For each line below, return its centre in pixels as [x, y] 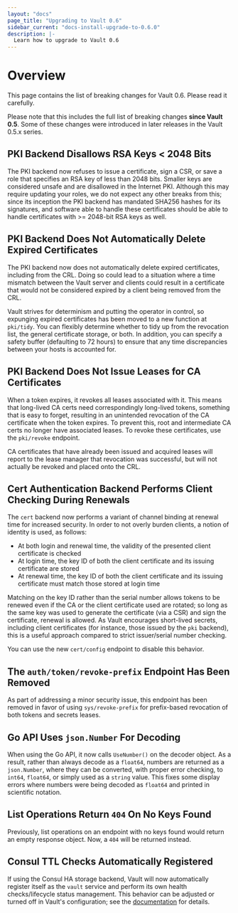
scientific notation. [34, 792]
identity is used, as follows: [47, 532]
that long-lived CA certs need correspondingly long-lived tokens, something [119, 407]
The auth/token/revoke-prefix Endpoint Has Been [119, 671]
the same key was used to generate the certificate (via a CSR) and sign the [117, 613]
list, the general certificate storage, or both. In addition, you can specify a [115, 334]
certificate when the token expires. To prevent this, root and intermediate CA [119, 422]
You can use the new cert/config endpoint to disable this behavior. [106, 649]
